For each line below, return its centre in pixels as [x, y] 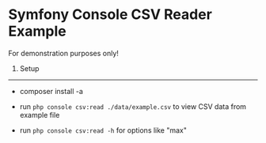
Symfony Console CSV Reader [110, 15]
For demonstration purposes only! [63, 53]
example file [40, 115]
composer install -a [51, 91]
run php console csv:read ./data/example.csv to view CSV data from [133, 106]
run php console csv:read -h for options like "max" [103, 130]
